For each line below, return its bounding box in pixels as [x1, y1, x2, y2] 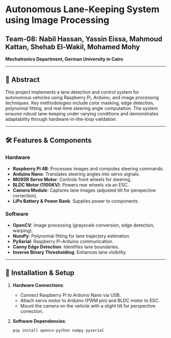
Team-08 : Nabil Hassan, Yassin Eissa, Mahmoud [5, 35, 163, 43]
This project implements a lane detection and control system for [5, 89, 139, 95]
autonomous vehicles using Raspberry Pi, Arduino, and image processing [5, 94, 159, 100]
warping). [12, 227, 33, 233]
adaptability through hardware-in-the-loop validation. [5, 116, 117, 122]
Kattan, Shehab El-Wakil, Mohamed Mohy [5, 42, 140, 51]
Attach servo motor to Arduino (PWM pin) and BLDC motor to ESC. [20, 297, 160, 303]
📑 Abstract [5, 75, 40, 84]
